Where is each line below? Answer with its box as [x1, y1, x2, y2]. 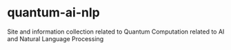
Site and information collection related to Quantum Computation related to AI [7, 27, 225, 36]
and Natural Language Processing [7, 34, 104, 42]
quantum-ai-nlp [7, 5, 100, 21]
